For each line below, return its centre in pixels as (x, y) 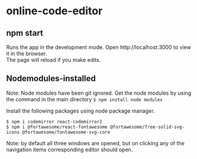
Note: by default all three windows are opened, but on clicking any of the (95, 143)
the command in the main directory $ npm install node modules (85, 99)
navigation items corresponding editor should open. (70, 149)
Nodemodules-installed (51, 79)
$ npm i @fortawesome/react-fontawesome (57, 127)
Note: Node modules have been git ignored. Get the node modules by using (99, 93)
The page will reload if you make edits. (54, 60)
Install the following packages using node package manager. (80, 111)
